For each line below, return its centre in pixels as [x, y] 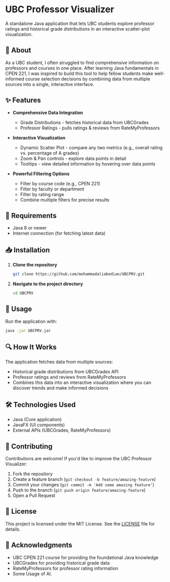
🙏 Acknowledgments [39, 545]
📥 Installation [28, 250]
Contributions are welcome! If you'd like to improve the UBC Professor [79, 459]
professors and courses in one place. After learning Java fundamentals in [82, 68]
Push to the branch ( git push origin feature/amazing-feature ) [79, 490]
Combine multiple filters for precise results [65, 200]
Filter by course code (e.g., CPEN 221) [60, 183]
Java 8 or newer [30, 228]
